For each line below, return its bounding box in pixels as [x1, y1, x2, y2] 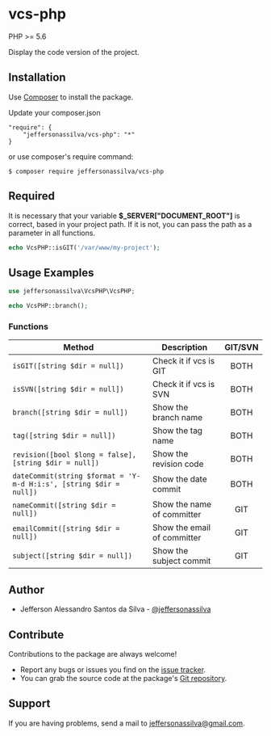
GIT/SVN [224, 342, 259, 353]
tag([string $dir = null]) [12, 431, 116, 440]
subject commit [152, 555, 211, 566]
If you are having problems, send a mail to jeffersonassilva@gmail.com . [8, 718, 245, 728]
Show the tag [152, 425, 203, 436]
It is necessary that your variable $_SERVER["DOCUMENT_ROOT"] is [8, 211, 240, 221]
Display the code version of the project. [8, 47, 140, 57]
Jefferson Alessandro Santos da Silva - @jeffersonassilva [19, 604, 211, 614]
